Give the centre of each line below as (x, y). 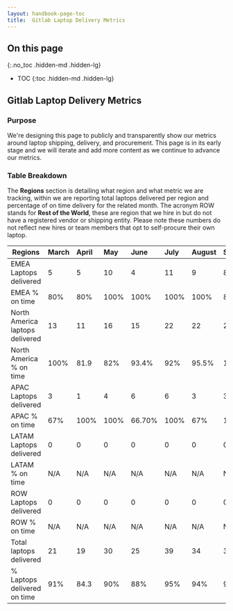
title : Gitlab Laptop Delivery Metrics (67, 20)
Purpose (22, 120)
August (204, 253)
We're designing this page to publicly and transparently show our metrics (112, 135)
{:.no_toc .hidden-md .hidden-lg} (54, 65)
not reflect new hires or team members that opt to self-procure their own (111, 228)
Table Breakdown (37, 175)
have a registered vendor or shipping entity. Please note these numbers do (114, 221)
